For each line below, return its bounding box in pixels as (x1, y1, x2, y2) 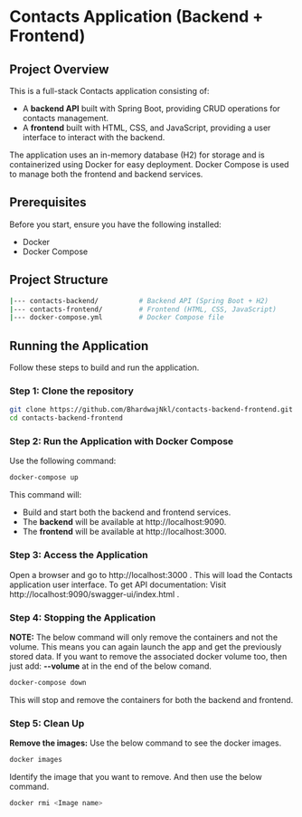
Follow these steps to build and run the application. (9, 362, 200, 373)
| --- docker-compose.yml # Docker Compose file (9, 313, 224, 322)
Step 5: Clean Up (9, 717, 85, 729)
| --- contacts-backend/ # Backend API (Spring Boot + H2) (9, 296, 269, 305)
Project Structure (9, 272, 109, 288)
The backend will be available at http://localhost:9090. (22, 517, 227, 527)
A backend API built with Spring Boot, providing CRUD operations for (22, 103, 280, 114)
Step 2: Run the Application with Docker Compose (9, 435, 234, 448)
